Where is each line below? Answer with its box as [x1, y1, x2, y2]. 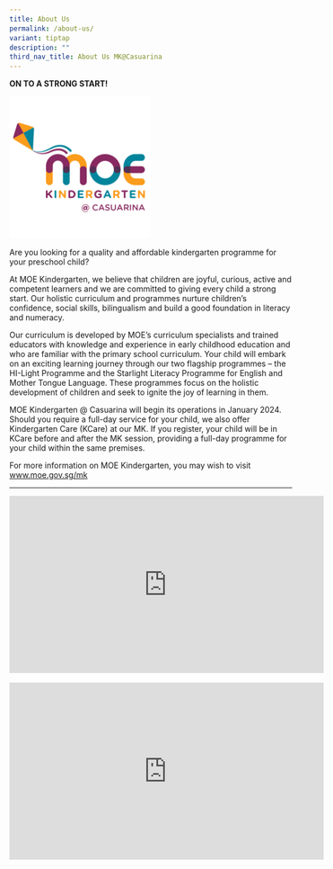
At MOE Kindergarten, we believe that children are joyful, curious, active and [9, 274, 292, 285]
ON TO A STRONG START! [9, 78, 109, 89]
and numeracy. [9, 312, 65, 323]
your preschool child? [9, 256, 90, 267]
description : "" [9, 43, 70, 52]
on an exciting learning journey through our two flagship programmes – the [9, 358, 286, 369]
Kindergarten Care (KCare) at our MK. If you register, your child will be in [9, 424, 278, 434]
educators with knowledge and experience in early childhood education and [9, 339, 291, 350]
